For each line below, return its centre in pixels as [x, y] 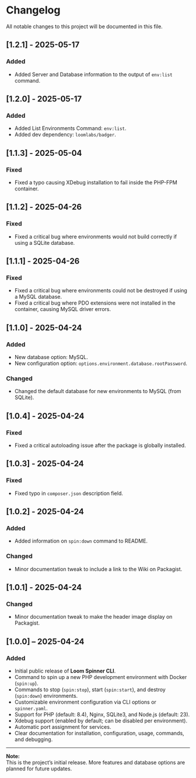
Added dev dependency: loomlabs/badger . [65, 135]
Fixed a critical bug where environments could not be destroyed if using [101, 291]
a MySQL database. [38, 297]
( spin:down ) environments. [46, 696]
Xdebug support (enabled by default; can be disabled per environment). [101, 721]
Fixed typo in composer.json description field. [69, 493]
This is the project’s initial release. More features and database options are [96, 763]
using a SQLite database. [45, 243]
